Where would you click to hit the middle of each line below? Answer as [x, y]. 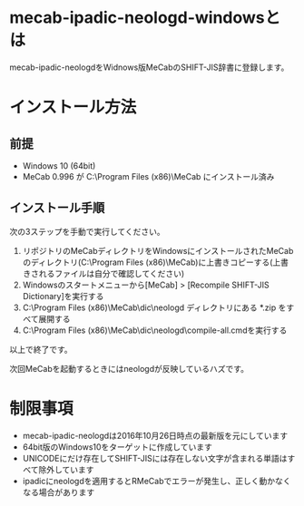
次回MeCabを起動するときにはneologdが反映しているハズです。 [129, 368]
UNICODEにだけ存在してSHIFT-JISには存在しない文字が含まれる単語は [155, 458]
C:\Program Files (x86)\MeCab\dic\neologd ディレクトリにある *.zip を [154, 307]
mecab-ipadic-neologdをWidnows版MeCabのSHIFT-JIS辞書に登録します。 [149, 67]
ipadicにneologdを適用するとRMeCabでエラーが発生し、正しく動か [148, 481]
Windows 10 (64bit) [59, 165]
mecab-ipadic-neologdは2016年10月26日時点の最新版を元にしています [155, 435]
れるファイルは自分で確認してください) [112, 273]
